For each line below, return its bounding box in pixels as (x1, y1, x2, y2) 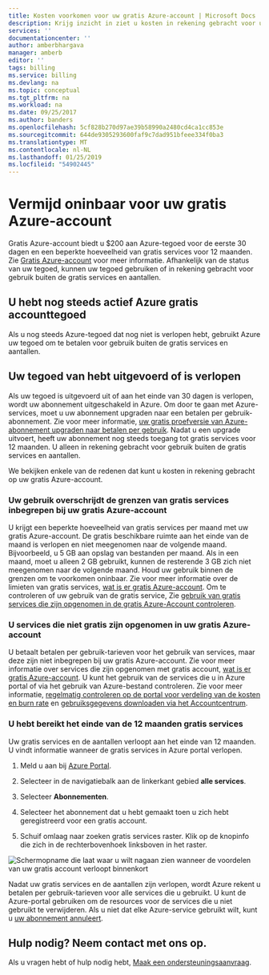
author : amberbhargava (8, 42, 84, 50)
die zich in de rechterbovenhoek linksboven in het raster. (19, 840, 208, 849)
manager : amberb (8, 49, 62, 57)
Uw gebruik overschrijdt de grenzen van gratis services (8, 494, 230, 505)
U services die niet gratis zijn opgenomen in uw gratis (8, 619, 222, 630)
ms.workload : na (8, 101, 62, 109)
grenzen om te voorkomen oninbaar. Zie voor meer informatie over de (8, 573, 239, 583)
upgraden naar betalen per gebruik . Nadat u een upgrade (51, 425, 241, 435)
